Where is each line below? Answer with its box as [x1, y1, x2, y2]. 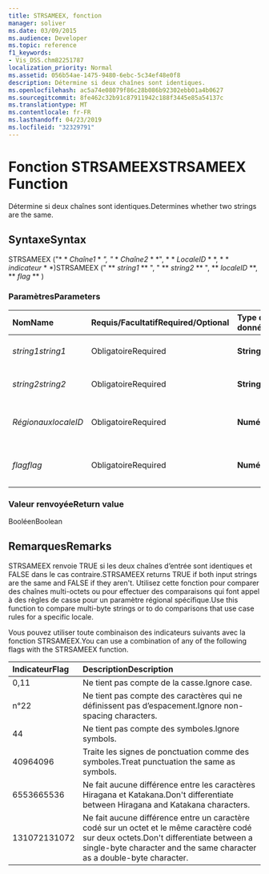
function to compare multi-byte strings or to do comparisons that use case [8, 603, 255, 613]
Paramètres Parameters [8, 291, 101, 303]
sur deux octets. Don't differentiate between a [82, 832, 254, 843]
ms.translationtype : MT [8, 101, 88, 109]
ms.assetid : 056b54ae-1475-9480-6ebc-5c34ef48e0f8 [8, 71, 181, 79]
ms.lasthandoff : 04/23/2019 [8, 116, 102, 124]
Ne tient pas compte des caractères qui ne [82, 690, 243, 701]
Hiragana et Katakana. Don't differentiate [82, 789, 234, 800]
